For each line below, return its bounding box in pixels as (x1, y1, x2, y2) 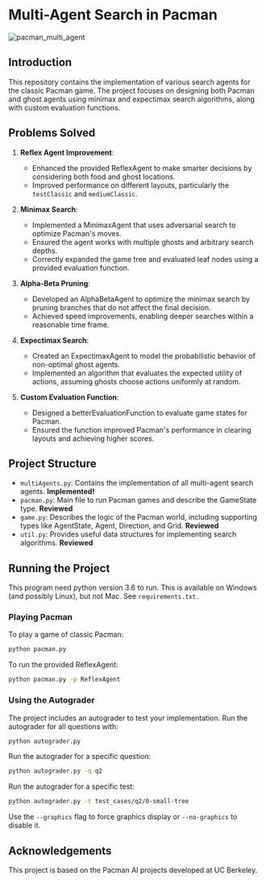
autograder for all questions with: (8, 721, 118, 731)
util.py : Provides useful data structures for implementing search (19, 529, 237, 539)
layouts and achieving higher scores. (31, 433, 155, 443)
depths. (31, 246, 58, 255)
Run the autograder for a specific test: (8, 781, 135, 791)
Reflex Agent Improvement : (19, 147, 114, 157)
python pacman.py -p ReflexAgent (8, 675, 121, 684)
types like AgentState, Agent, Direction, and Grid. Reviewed (19, 521, 219, 531)
